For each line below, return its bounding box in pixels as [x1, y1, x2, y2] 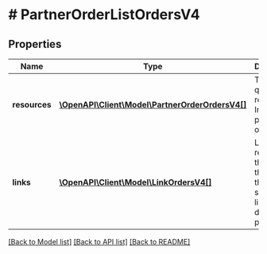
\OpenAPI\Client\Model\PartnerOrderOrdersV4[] [59, 100, 247, 110]
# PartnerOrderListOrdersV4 [8, 6, 200, 24]
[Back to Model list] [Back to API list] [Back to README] [8, 237, 191, 246]
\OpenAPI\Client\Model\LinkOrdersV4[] [59, 177, 212, 188]
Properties [8, 37, 62, 51]
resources [12, 100, 52, 110]
